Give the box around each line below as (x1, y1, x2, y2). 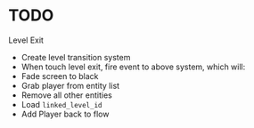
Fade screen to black (20, 70, 99, 81)
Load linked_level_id (20, 99, 103, 109)
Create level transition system (20, 52, 131, 62)
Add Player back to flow (20, 108, 110, 119)
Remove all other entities (20, 90, 112, 100)
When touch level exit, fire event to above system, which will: (20, 61, 246, 72)
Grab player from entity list (20, 80, 120, 91)
